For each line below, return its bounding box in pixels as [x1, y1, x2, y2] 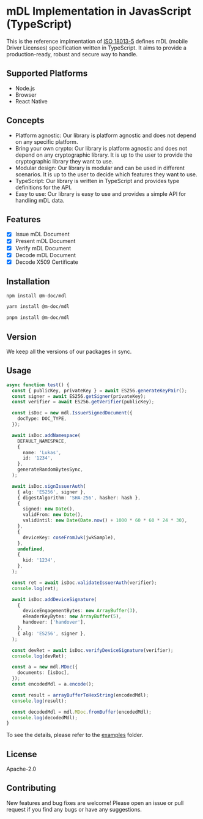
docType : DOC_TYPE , [17, 416, 67, 422]
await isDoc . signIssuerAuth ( [12, 483, 86, 489]
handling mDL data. [15, 196, 65, 204]
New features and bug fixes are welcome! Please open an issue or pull [6, 799, 184, 806]
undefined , [17, 546, 45, 552]
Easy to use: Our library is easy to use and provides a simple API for [15, 190, 186, 197]
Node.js [15, 84, 35, 92]
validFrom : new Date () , [22, 512, 84, 518]
